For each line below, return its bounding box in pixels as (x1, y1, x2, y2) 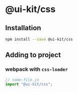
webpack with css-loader (5, 66, 68, 73)
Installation (5, 24, 41, 32)
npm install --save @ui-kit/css (5, 37, 73, 42)
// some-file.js (5, 77, 39, 82)
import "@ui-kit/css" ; (5, 82, 53, 87)
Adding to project (5, 51, 61, 59)
